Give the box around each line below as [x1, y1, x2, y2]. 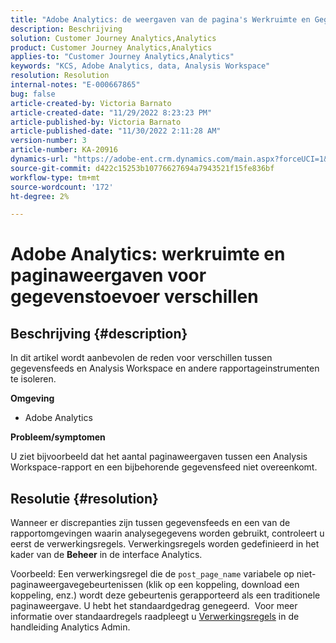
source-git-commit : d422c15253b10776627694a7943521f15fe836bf [10, 163, 275, 173]
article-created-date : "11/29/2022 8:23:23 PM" [10, 107, 213, 118]
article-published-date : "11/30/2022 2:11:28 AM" [10, 126, 222, 136]
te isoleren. [10, 373, 57, 385]
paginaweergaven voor [10, 264, 207, 287]
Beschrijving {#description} [10, 325, 188, 342]
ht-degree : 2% [10, 191, 70, 201]
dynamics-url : [10, 154, 70, 164]
